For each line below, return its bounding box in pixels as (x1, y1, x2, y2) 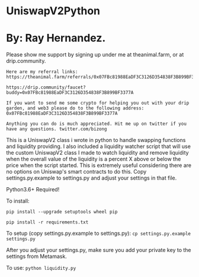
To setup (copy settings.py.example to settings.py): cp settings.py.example (6, 230, 191, 237)
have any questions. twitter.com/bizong (6, 126, 108, 132)
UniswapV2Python (6, 4, 101, 18)
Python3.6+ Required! (6, 186, 60, 193)
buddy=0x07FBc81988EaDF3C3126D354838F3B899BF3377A (6, 90, 134, 96)
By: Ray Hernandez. (6, 32, 106, 45)
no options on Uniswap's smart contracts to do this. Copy (6, 168, 147, 175)
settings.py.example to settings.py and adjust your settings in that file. (6, 174, 177, 182)
